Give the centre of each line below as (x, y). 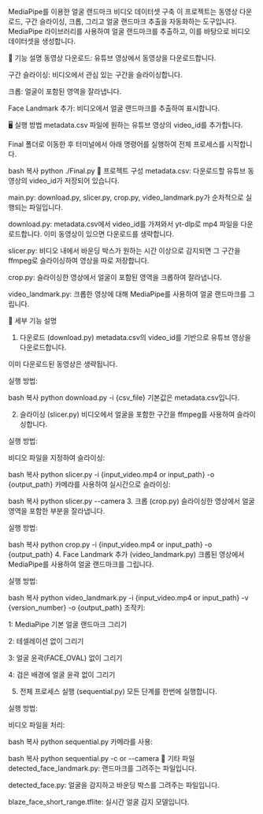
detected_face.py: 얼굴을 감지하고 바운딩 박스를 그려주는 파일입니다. (114, 785)
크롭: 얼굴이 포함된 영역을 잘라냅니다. (65, 91)
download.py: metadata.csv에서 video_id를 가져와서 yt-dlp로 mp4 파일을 (123, 224)
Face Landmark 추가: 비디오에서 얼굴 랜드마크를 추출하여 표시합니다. (114, 108)
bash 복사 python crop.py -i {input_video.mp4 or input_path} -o (110, 544)
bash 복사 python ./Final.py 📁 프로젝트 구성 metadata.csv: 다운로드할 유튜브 (127, 171)
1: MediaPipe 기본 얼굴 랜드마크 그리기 (68, 624)
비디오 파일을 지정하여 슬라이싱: (57, 457)
